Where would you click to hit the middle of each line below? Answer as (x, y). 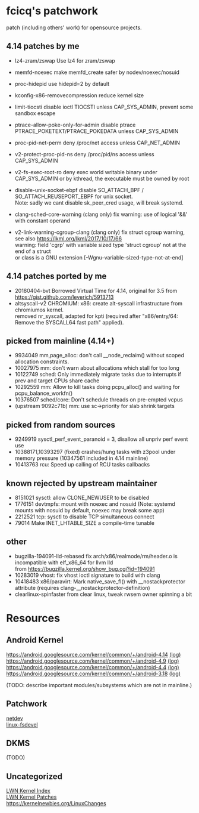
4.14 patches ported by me (56, 276)
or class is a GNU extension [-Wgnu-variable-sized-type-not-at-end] (99, 257)
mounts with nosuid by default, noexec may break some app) (89, 510)
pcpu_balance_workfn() (44, 393)
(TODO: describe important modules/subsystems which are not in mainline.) (99, 685)
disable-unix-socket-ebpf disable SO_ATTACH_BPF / (79, 190)
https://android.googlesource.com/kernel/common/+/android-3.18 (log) (94, 673)
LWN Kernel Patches (31, 797)
